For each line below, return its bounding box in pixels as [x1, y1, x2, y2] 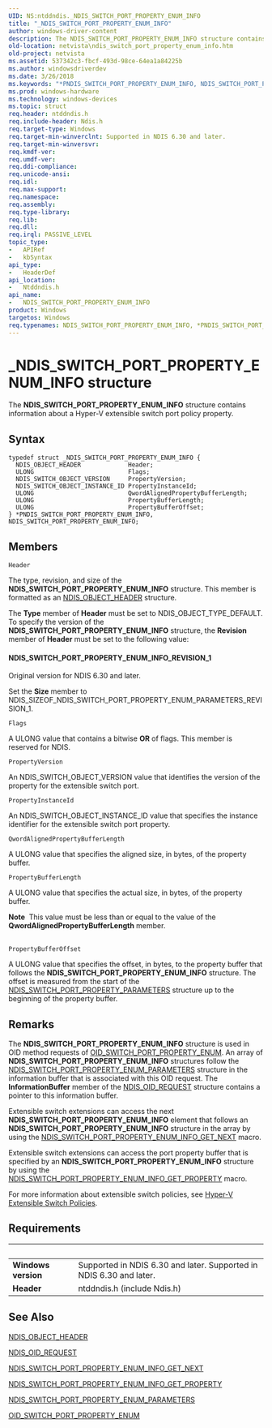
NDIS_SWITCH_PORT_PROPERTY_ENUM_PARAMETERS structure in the [8, 1065, 249, 1075]
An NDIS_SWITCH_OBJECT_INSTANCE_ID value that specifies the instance [8, 811, 258, 820]
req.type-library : [8, 208, 70, 216]
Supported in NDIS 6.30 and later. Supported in [78, 1259, 258, 1271]
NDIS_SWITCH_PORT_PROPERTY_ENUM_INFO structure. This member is [8, 584, 257, 594]
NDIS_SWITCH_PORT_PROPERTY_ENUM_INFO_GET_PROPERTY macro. [8, 1174, 248, 1184]
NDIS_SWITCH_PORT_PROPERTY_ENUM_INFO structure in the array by [8, 1124, 251, 1133]
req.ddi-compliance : [8, 163, 79, 171]
